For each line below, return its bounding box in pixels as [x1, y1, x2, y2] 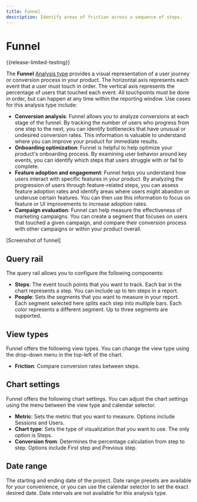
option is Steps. [14, 431, 53, 438]
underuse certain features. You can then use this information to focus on [14, 194, 191, 201]
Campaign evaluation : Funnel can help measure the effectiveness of [14, 207, 182, 214]
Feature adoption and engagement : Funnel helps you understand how [14, 169, 186, 177]
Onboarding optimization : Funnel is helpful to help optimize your [14, 144, 172, 151]
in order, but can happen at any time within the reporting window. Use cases [6, 95, 191, 102]
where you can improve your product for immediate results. [14, 138, 159, 145]
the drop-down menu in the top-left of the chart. [6, 351, 123, 358]
